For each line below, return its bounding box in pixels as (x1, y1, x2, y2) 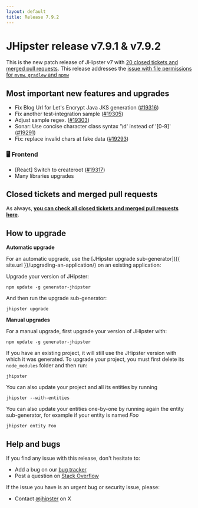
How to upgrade (6, 228, 67, 238)
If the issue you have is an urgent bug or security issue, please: (6, 483, 160, 490)
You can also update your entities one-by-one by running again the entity (6, 406, 184, 413)
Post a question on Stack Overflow (14, 472, 99, 479)
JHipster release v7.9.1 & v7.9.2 (6, 39, 161, 53)
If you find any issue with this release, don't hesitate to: (6, 454, 140, 461)
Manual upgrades (6, 316, 50, 324)
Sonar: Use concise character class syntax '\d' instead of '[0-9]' (14, 123, 171, 130)
